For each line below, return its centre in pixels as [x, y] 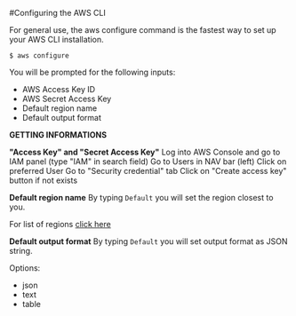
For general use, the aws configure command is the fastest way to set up [143, 30]
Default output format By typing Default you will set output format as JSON [148, 241]
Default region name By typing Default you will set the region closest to [141, 197]
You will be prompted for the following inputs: [92, 72]
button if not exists [44, 180]
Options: [25, 268]
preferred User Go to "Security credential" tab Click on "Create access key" [148, 171]
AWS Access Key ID [59, 89]
